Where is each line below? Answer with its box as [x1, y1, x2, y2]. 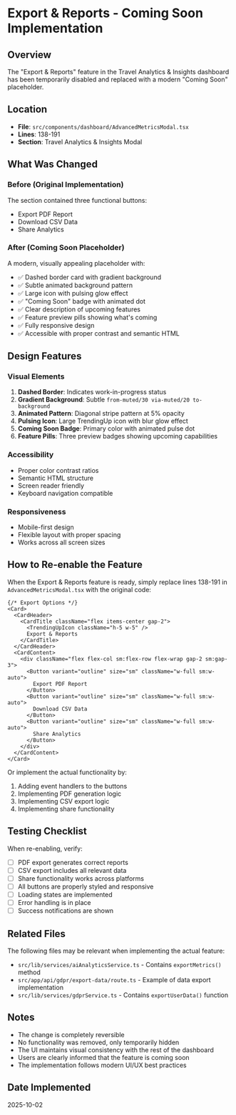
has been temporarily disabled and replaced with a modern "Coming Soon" [7, 75, 228, 84]
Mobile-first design [17, 523, 74, 531]
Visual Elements [7, 371, 65, 381]
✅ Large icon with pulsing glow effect [17, 289, 128, 297]
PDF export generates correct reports [17, 858, 128, 866]
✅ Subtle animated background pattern [17, 281, 133, 289]
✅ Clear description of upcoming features [17, 305, 141, 314]
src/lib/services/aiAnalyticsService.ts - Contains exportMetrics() [17, 960, 222, 969]
